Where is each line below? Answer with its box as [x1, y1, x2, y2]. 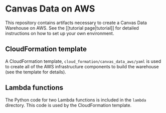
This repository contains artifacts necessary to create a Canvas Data [5, 20, 147, 26]
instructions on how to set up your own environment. [5, 30, 114, 36]
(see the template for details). [5, 69, 66, 75]
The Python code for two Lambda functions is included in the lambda [5, 96, 146, 103]
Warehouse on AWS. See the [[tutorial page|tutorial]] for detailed [5, 25, 139, 31]
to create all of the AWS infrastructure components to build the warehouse [5, 63, 159, 69]
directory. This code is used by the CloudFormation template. [5, 102, 132, 108]
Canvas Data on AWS [5, 3, 95, 15]
